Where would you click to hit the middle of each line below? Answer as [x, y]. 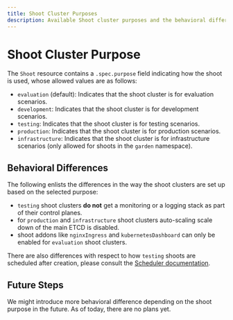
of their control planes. [50, 213]
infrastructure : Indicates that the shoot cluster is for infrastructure [113, 139]
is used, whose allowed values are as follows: [72, 81]
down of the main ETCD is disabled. [68, 228]
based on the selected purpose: [53, 192]
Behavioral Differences [58, 168]
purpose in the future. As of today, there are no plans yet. [89, 309]
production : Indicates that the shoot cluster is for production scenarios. [119, 131]
